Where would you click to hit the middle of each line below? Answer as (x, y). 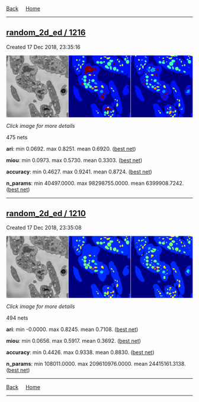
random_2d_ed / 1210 (46, 213)
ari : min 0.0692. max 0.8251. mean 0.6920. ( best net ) (71, 149)
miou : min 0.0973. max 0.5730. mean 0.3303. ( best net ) (74, 160)
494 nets (17, 318)
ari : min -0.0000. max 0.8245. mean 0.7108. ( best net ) (72, 329)
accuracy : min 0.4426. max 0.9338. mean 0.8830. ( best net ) (81, 352)
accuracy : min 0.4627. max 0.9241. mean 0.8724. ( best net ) (79, 172)
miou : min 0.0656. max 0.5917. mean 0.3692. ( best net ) (73, 341)
